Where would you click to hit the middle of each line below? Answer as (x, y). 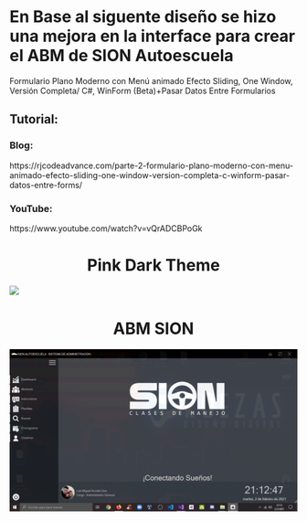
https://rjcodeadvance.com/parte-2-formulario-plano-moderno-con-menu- (152, 165)
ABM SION (153, 329)
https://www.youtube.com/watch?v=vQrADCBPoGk (106, 228)
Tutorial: (34, 119)
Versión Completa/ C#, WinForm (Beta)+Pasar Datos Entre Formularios (143, 90)
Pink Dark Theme (153, 266)
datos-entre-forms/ (46, 185)
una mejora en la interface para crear (153, 36)
